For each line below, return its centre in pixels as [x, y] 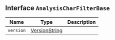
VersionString [47, 30]
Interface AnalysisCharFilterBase [57, 8]
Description [81, 22]
